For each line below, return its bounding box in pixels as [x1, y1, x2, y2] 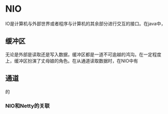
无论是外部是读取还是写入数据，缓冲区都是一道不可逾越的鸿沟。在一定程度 [5, 51, 161, 58]
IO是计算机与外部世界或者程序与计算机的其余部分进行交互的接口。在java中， [5, 20, 166, 26]
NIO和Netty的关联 [5, 102, 50, 109]
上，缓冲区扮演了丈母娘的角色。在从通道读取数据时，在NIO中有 [5, 58, 138, 64]
